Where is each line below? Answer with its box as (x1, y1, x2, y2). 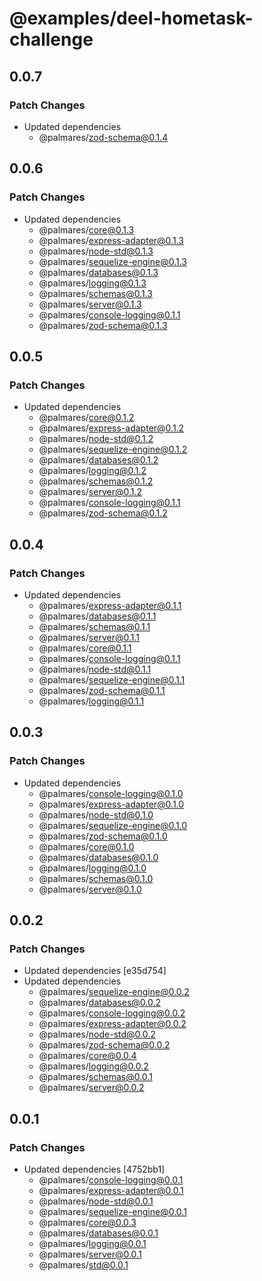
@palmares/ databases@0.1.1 (38, 610, 157, 622)
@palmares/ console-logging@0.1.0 (38, 787, 184, 799)
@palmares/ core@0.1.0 (38, 840, 135, 852)
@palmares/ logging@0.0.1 (38, 1238, 147, 1249)
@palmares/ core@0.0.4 (38, 1050, 137, 1062)
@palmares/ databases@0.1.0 (38, 851, 159, 863)
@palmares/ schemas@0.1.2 (38, 475, 154, 487)
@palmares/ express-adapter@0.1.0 (38, 798, 185, 810)
